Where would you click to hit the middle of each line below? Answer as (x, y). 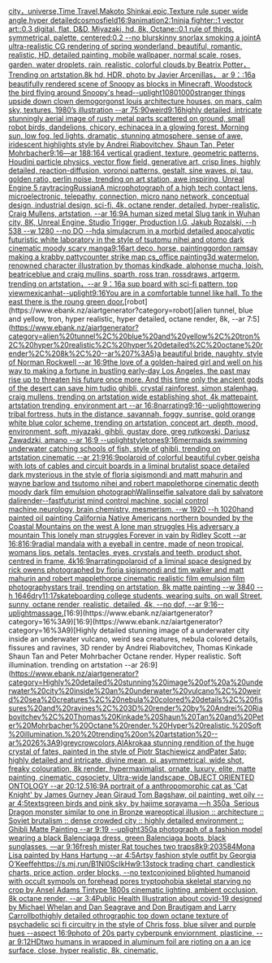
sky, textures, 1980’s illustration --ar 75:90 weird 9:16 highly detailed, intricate (135, 110)
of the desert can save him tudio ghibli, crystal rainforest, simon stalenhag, (134, 388)
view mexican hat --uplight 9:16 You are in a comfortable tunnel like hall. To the (136, 293)
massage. (47, 613)
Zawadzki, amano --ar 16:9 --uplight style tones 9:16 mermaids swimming (128, 440)
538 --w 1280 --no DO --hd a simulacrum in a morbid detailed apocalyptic (132, 231)
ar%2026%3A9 (35, 743)
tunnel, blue (233, 310)
